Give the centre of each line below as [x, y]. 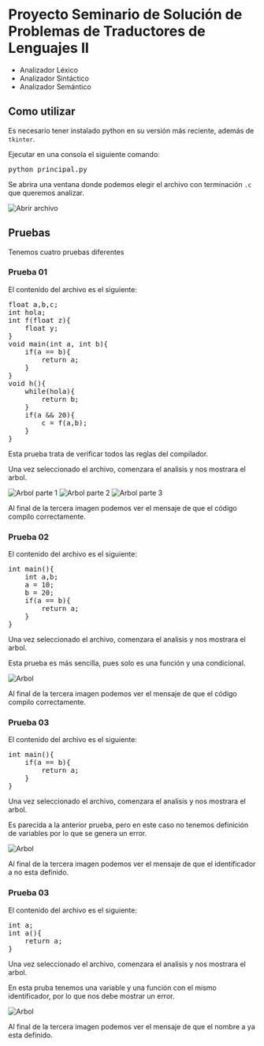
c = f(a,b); [65, 423]
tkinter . [22, 139]
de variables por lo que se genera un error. [78, 834]
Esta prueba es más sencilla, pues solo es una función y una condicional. [127, 663]
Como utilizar [42, 112]
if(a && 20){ [50, 415]
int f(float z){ [39, 320]
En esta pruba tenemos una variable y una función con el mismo [112, 988]
